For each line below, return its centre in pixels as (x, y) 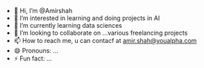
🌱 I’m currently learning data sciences (68, 25)
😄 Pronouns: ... (36, 51)
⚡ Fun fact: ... (33, 58)
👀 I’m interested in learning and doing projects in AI (87, 18)
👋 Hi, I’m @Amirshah (43, 11)
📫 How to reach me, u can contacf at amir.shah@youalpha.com (105, 41)
